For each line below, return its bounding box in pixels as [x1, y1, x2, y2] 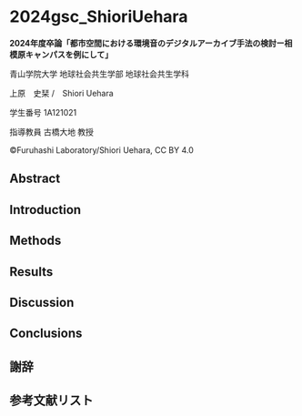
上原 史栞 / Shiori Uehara [9, 87, 114, 98]
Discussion [9, 294, 75, 310]
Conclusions [9, 326, 83, 341]
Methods [9, 233, 62, 249]
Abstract [9, 171, 61, 187]
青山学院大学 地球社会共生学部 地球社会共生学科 [9, 68, 189, 79]
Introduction [9, 202, 82, 218]
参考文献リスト [9, 393, 94, 409]
